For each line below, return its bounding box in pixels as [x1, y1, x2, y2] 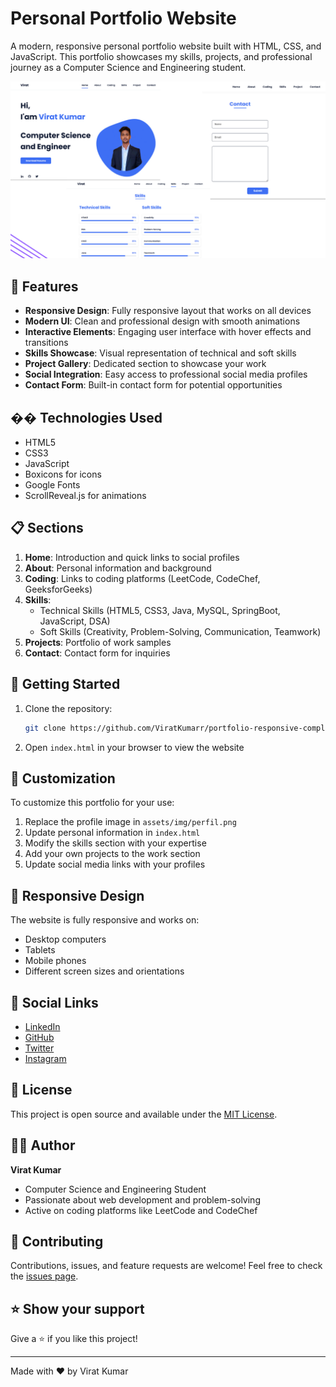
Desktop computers [24, 933, 107, 946]
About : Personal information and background [24, 562, 212, 574]
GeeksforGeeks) [24, 583, 93, 595]
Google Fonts [24, 479, 81, 491]
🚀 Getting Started [10, 676, 121, 693]
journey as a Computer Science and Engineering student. [10, 61, 247, 73]
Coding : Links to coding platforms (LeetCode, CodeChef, [24, 572, 261, 584]
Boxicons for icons [24, 468, 102, 481]
